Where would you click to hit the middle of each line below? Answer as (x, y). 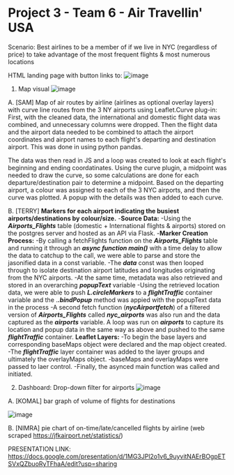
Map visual (33, 89)
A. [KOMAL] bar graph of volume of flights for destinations (92, 401)
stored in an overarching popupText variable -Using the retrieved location (114, 285)
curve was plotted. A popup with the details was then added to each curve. (116, 197)
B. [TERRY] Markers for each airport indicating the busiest (94, 211)
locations (21, 61)
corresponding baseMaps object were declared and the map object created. (117, 344)
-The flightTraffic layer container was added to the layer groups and (106, 352)
